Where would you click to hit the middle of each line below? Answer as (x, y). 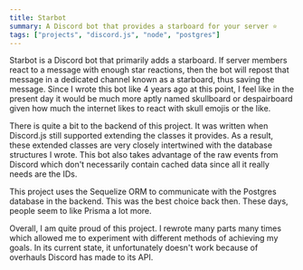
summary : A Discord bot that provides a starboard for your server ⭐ (143, 26)
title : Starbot (38, 18)
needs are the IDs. (43, 174)
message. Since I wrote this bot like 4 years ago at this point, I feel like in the (152, 89)
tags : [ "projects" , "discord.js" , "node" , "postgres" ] (115, 34)
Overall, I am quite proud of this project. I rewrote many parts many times (146, 228)
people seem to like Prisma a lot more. (80, 211)
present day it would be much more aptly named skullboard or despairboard (151, 99)
